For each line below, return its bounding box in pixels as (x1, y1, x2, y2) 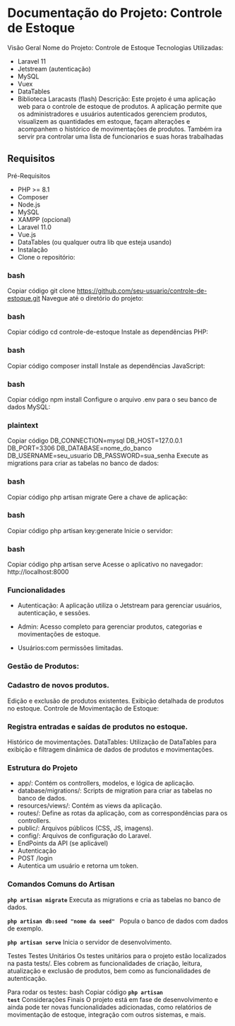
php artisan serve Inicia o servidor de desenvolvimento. (7, 938, 172, 946)
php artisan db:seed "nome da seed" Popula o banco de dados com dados (7, 916, 229, 925)
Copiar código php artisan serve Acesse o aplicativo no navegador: (7, 560, 203, 569)
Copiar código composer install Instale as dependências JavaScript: (7, 361, 205, 370)
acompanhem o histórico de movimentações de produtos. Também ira (17, 124, 222, 133)
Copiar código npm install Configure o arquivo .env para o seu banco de (7, 395, 217, 404)
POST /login (17, 854, 53, 863)
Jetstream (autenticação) (17, 64, 92, 73)
